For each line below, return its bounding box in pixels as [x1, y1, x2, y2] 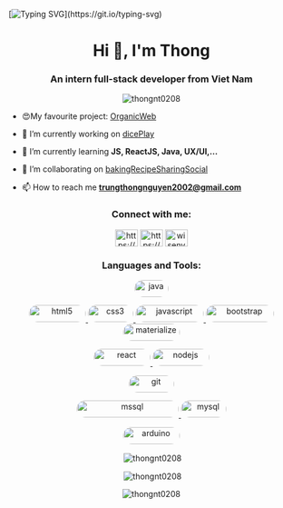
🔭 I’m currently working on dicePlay [21, 128, 155, 140]
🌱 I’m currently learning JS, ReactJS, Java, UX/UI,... [21, 146, 219, 157]
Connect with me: [111, 208, 192, 221]
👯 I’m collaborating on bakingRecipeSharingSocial [21, 164, 209, 174]
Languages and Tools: [102, 259, 201, 272]
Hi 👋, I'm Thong [93, 41, 210, 61]
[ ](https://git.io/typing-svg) [8, 9, 162, 19]
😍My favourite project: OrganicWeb [21, 111, 157, 122]
